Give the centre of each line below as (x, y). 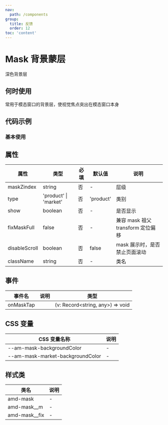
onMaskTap (21, 305)
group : (12, 19)
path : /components (29, 14)
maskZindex (22, 187)
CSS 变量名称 (54, 339)
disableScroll (23, 248)
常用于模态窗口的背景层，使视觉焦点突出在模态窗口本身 (62, 104)
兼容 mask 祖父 (133, 220)
